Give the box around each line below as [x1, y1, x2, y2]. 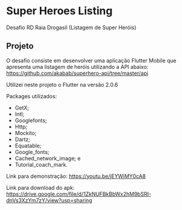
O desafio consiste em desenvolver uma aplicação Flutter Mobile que [6, 57, 177, 64]
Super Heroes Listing [6, 4, 113, 18]
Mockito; [14, 129, 37, 136]
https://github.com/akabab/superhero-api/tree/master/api [6, 70, 149, 77]
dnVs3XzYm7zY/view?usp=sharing [6, 196, 92, 203]
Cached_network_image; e [14, 155, 81, 162]
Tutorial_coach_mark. [14, 161, 68, 168]
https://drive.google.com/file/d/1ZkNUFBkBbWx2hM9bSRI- [6, 190, 152, 198]
